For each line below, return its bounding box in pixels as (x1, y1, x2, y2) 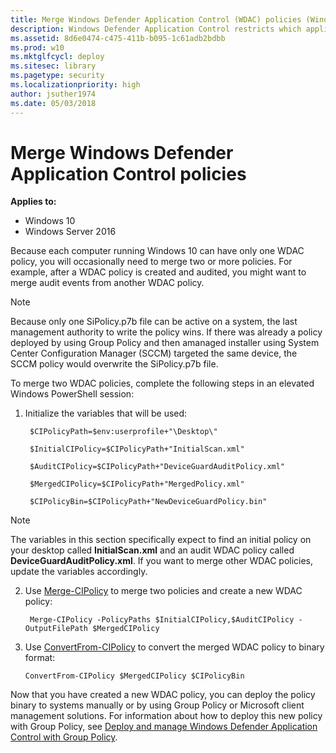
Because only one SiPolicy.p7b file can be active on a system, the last (10, 316, 298, 328)
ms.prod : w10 (10, 42, 65, 53)
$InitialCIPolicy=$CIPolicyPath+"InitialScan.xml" (29, 444, 245, 455)
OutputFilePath (24, 624, 89, 634)
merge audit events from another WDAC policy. (10, 277, 205, 289)
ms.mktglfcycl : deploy (10, 52, 105, 62)
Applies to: (10, 196, 57, 208)
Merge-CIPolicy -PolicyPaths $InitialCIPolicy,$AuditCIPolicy (29, 615, 295, 625)
